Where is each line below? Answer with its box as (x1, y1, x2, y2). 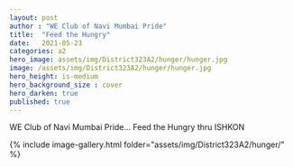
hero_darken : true (9, 88, 78, 97)
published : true (9, 97, 70, 107)
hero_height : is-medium (9, 72, 99, 81)
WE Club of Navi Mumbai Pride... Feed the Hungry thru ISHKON (9, 122, 245, 133)
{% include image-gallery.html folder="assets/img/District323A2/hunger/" (9, 139, 286, 150)
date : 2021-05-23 (9, 38, 83, 48)
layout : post (9, 13, 59, 23)
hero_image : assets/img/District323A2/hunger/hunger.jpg (9, 55, 228, 64)
